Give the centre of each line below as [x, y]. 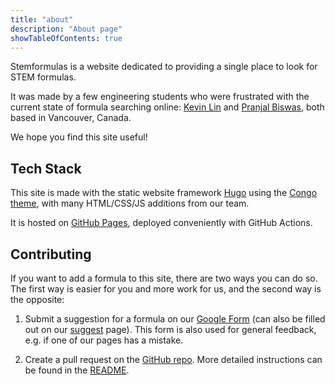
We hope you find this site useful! [79, 137]
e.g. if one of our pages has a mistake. [104, 340]
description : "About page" [66, 29]
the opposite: [37, 299]
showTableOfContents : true [66, 38]
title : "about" [42, 19]
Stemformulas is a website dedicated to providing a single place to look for [164, 67]
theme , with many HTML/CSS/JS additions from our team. [130, 203]
